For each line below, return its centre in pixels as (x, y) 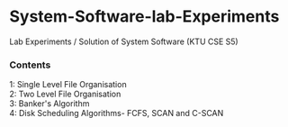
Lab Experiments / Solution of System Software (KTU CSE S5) (124, 41)
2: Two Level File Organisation (65, 94)
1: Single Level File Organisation (68, 85)
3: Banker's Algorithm (49, 104)
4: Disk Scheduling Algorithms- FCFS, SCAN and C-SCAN (117, 113)
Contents (30, 65)
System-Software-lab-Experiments (144, 17)
